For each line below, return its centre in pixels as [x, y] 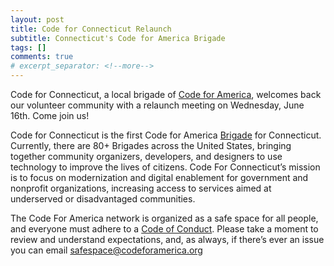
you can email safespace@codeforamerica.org [106, 250]
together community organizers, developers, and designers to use [146, 156]
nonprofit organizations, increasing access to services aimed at [141, 188]
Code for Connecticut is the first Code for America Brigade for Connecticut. [166, 135]
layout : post [37, 19]
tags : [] [28, 47]
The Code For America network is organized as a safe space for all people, [164, 218]
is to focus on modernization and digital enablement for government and [159, 177]
